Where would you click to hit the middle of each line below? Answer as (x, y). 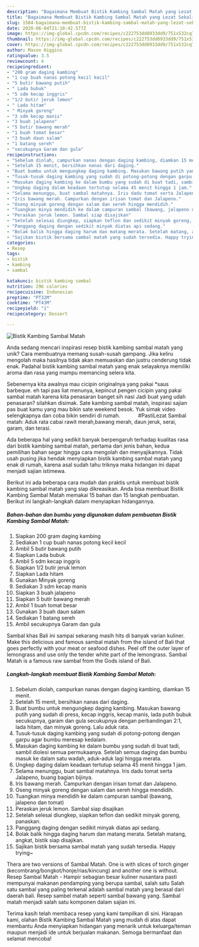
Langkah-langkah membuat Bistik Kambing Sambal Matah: (81, 674)
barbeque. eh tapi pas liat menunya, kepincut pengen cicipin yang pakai (94, 390)
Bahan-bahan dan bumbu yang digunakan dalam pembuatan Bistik (92, 515)
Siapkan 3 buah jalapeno (45, 592)
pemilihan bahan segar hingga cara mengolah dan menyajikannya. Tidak (95, 452)
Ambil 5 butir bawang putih (48, 549)
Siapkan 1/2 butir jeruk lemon (50, 567)
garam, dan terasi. (29, 428)
